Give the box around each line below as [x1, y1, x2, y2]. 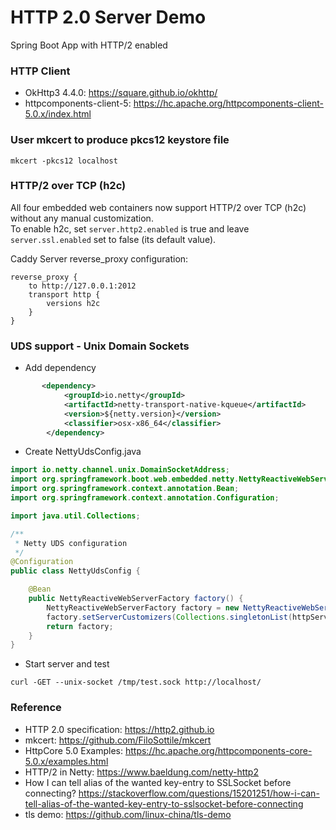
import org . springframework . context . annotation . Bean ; [10, 484, 240, 494]
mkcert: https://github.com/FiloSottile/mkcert [24, 734, 212, 746]
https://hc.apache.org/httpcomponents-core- [124, 744, 313, 756]
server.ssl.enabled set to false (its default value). [10, 233, 217, 245]
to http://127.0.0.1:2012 [28, 281, 137, 291]
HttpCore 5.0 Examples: [24, 744, 124, 756]
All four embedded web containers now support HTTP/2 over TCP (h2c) [10, 201, 307, 213]
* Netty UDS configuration [14, 538, 128, 548]
